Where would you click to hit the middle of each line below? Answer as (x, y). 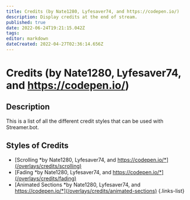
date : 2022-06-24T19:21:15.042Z (45, 28)
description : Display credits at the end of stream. (72, 17)
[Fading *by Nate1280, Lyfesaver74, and (63, 172)
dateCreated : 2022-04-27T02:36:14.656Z (55, 44)
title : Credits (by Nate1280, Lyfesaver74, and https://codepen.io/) (93, 11)
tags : (13, 33)
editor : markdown (27, 39)
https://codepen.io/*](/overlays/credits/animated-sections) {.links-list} (99, 191)
